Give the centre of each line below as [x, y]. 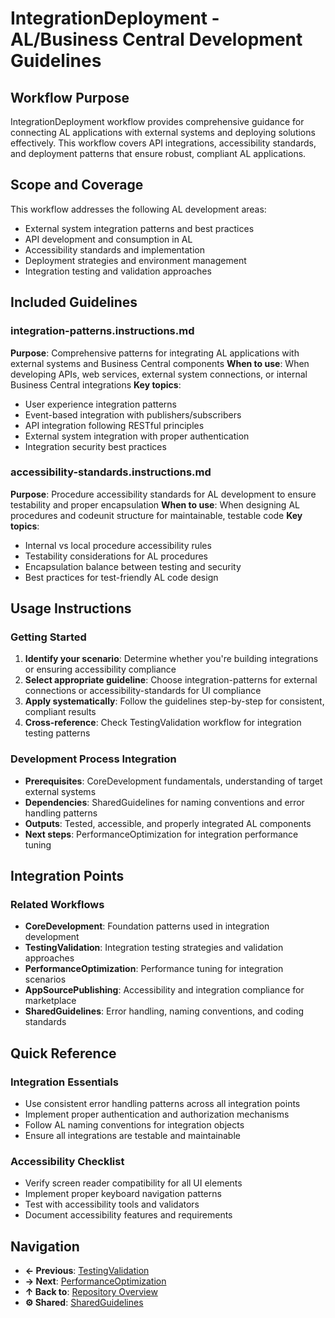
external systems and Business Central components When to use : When [160, 363]
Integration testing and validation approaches [118, 271]
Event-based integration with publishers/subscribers [133, 414]
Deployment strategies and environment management [135, 260]
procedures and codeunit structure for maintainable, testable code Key [156, 515]
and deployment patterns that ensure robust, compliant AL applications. [158, 153]
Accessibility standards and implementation [114, 249]
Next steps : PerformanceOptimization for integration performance [161, 834]
